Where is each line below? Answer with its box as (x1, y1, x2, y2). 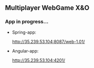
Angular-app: (12, 48, 39, 54)
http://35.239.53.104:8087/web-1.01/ (12, 39, 85, 44)
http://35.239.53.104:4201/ (12, 57, 65, 63)
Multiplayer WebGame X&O (5, 4, 90, 12)
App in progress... (5, 18, 48, 25)
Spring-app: (12, 29, 36, 35)
